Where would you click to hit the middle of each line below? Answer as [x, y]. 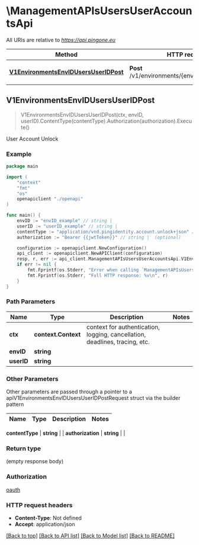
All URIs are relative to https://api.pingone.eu [61, 40]
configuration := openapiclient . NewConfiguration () [82, 248]
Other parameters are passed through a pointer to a [69, 392]
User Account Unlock [32, 139]
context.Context [57, 334]
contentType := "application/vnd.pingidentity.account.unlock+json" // [107, 232]
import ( [17, 177]
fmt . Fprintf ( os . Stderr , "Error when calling [83, 270]
